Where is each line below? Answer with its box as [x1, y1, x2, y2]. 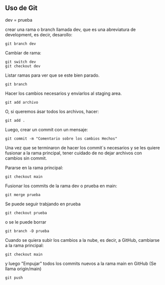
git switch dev [5, 59, 36, 64]
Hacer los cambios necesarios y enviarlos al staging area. [5, 90, 122, 96]
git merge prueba [5, 192, 41, 197]
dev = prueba [5, 17, 33, 23]
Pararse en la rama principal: [5, 165, 63, 171]
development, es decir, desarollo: [5, 31, 73, 37]
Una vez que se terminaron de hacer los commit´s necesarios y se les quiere [5, 144, 160, 150]
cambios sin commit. [5, 155, 47, 161]
